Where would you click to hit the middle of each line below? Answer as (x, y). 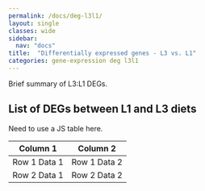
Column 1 (38, 148)
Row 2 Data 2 (97, 175)
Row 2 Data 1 (38, 175)
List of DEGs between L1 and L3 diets (102, 109)
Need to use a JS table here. (56, 128)
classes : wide (32, 31)
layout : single (34, 23)
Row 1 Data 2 (97, 162)
